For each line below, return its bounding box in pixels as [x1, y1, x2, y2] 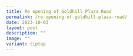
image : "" [6, 36, 31, 41]
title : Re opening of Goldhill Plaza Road [6, 8, 112, 15]
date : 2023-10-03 [6, 19, 49, 25]
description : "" [6, 30, 46, 36]
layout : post [6, 24, 38, 31]
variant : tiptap [6, 41, 46, 47]
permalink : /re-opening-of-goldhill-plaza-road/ [6, 14, 128, 20]
